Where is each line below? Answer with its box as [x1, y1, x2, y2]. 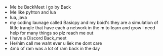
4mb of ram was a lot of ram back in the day [9, 46, 100, 51]
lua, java [9, 15, 27, 20]
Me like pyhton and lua [9, 9, 56, 15]
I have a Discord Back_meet [9, 35, 67, 41]
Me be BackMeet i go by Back [9, 4, 71, 10]
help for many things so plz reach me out [9, 30, 94, 36]
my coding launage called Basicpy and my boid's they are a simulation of [9, 19, 159, 25]
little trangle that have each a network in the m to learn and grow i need [9, 25, 156, 31]
